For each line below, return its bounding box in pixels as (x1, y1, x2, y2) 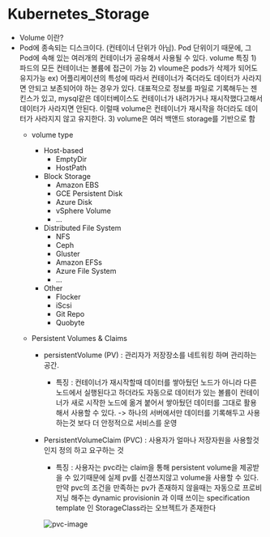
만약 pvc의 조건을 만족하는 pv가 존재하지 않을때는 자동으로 (55, 483, 241, 492)
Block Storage (43, 171, 91, 181)
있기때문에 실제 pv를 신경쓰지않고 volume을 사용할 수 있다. (72, 472, 259, 482)
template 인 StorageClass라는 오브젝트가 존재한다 (55, 503, 216, 513)
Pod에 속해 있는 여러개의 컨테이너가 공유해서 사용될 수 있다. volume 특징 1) (19, 53, 257, 62)
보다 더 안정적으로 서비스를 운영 (77, 418, 178, 428)
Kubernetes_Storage (7, 5, 150, 23)
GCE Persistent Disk (55, 188, 123, 198)
